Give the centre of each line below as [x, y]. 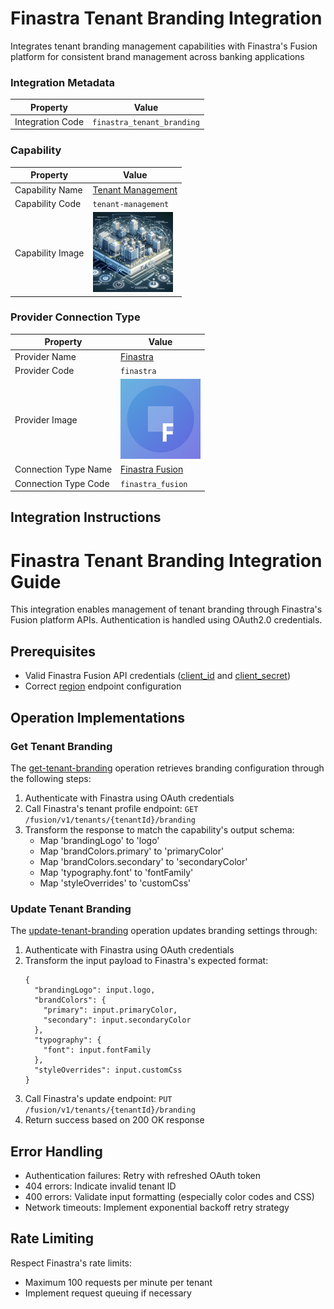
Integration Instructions [86, 517]
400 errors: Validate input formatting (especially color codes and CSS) [169, 1197]
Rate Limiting [52, 1238]
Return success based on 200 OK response [114, 1120]
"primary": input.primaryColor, [110, 1010]
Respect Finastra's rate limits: [71, 1263]
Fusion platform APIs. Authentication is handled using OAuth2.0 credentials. [166, 620]
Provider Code [44, 370]
